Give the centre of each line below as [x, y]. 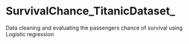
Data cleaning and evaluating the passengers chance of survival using [94, 28]
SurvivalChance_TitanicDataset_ [91, 11]
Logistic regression [30, 34]
